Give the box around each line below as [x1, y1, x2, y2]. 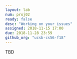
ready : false [5, 16, 32, 21]
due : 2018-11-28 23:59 [5, 30, 52, 35]
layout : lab [5, 7, 30, 12]
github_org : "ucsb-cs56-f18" [5, 35, 66, 40]
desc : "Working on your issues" [5, 21, 72, 26]
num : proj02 [5, 12, 30, 17]
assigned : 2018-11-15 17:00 [5, 26, 64, 31]
